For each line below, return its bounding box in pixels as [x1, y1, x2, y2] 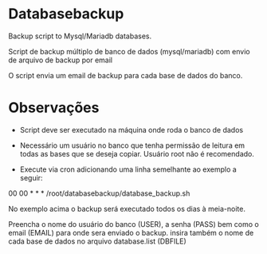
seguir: [19, 173, 43, 182]
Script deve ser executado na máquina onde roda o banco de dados [19, 125, 244, 134]
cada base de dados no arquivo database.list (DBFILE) [8, 236, 187, 246]
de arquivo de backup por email [8, 55, 113, 65]
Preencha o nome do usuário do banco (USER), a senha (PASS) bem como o [8, 219, 259, 228]
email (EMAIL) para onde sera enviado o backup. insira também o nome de [8, 228, 254, 237]
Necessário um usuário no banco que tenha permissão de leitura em [19, 141, 245, 150]
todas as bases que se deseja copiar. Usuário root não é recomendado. [19, 149, 255, 158]
